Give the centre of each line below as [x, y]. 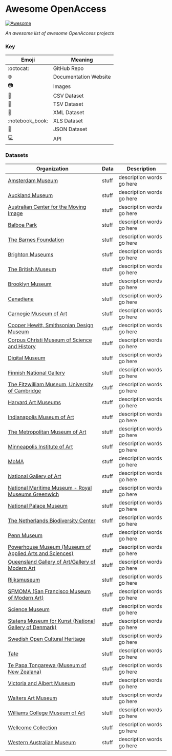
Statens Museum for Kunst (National [51, 621]
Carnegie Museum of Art [38, 313]
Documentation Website [82, 77]
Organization [52, 169]
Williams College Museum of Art [47, 713]
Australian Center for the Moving [47, 207]
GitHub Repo [68, 68]
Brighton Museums [31, 254]
